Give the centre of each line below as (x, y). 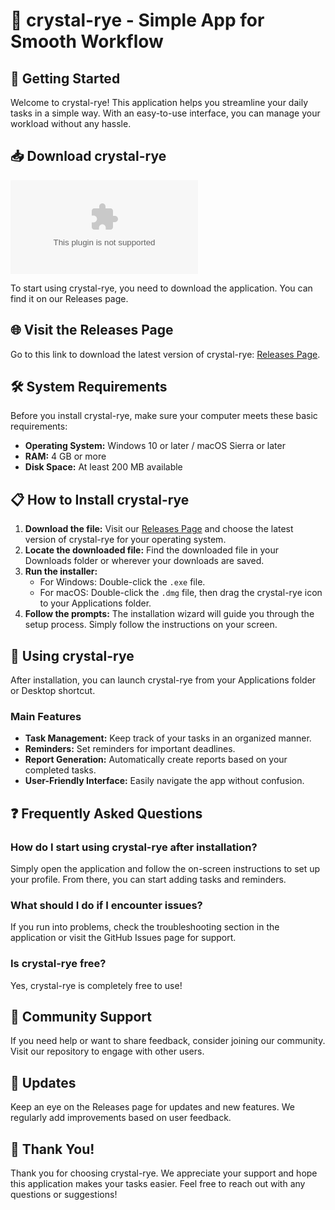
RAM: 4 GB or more (65, 456)
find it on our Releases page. (69, 298)
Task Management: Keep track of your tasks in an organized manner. (168, 738)
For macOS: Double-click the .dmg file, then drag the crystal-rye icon (181, 593)
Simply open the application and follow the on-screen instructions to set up (165, 869)
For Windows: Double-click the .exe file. (122, 582)
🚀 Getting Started (65, 78)
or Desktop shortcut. (53, 691)
